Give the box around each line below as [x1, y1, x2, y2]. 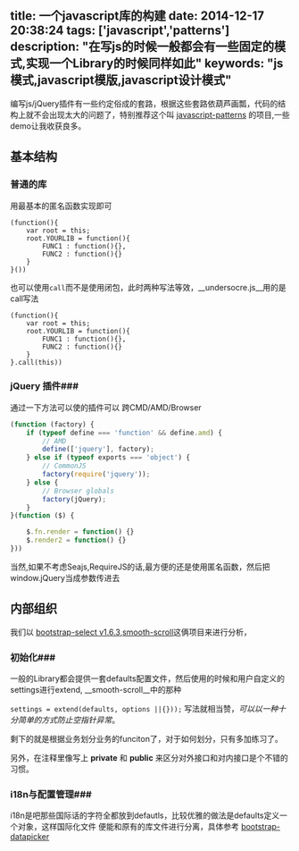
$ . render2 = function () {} [26, 535, 127, 545]
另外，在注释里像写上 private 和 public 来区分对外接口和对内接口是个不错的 [10, 753, 289, 763]
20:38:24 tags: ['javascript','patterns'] [10, 23, 230, 38]
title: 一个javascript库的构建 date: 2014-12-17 [10, 8, 265, 24]
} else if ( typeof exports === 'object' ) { [26, 453, 191, 462]
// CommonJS [42, 461, 87, 471]
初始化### [10, 651, 56, 663]
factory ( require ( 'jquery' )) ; [42, 470, 151, 479]
